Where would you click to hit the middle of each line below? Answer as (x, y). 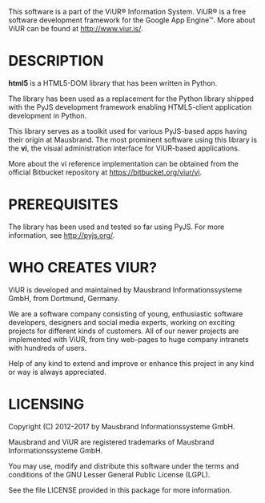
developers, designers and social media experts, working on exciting (122, 322)
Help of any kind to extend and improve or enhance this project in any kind (131, 363)
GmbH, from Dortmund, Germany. (64, 298)
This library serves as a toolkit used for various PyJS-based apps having (128, 131)
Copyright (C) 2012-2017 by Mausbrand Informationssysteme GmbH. (122, 426)
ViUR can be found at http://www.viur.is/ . (76, 28)
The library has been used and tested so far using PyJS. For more (116, 227)
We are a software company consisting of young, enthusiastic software (126, 314)
